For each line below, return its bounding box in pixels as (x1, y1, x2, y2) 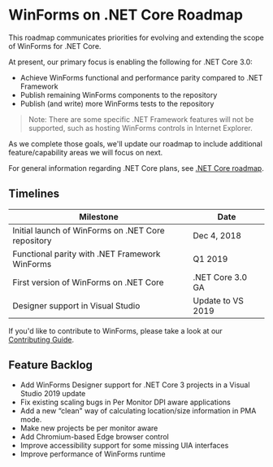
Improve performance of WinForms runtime (19, 449, 166, 459)
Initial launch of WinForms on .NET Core (12, 225, 165, 236)
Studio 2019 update (19, 388, 86, 398)
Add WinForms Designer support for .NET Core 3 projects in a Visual (19, 380, 250, 390)
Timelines (8, 187, 60, 201)
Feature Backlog (8, 358, 93, 372)
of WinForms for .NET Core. (8, 41, 102, 50)
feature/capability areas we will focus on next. (8, 147, 163, 157)
